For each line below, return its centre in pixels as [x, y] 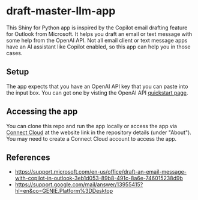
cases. [14, 53]
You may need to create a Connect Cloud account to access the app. [91, 138]
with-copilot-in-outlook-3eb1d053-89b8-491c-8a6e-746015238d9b [99, 178]
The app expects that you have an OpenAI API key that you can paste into [97, 86]
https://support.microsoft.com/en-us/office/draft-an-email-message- [101, 172]
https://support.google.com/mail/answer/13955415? [79, 184]
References [28, 157]
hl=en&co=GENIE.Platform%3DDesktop [64, 191]
